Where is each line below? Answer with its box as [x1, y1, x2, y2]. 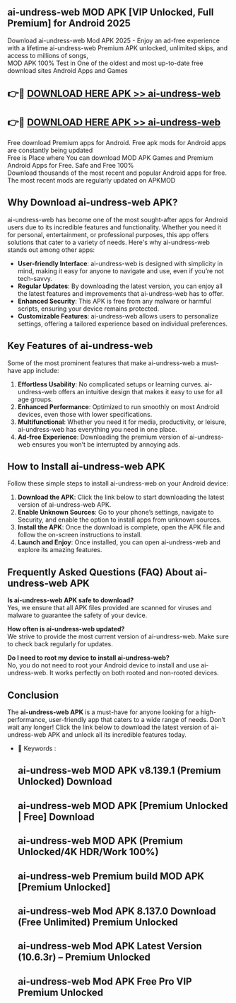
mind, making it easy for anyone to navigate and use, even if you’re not [17, 266, 225, 275]
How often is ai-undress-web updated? [7, 625, 125, 634]
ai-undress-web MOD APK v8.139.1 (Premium [17, 764, 221, 776]
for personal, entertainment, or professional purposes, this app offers [7, 230, 209, 239]
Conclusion [7, 689, 59, 701]
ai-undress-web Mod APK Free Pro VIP [17, 975, 192, 987]
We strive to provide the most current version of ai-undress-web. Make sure [7, 632, 230, 641]
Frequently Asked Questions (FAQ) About [7, 566, 193, 578]
